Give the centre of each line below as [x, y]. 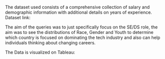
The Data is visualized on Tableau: [40, 52]
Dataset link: [18, 17]
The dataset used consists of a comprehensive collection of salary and [78, 7]
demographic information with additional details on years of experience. [79, 12]
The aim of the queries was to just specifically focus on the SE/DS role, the [82, 27]
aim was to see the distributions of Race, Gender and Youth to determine [79, 32]
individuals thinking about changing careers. [50, 43]
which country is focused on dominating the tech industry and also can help [83, 37]
